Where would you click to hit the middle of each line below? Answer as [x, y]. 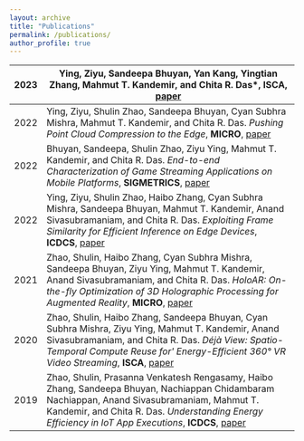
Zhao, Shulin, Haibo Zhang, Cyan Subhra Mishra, [150, 257]
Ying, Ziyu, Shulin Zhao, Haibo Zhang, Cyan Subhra [155, 197]
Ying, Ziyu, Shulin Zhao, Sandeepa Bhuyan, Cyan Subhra [166, 111]
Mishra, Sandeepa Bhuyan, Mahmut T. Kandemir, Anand [166, 209]
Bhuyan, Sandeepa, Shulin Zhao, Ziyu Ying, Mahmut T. [162, 149]
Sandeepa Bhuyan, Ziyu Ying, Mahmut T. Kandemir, [156, 269]
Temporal [67, 351]
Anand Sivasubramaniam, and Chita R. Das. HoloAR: [157, 280]
